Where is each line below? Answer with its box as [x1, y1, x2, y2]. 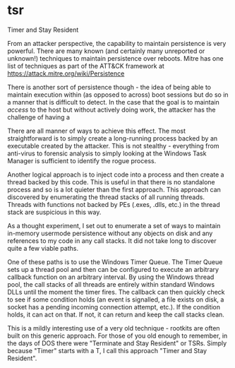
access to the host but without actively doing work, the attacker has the [7, 105, 216, 114]
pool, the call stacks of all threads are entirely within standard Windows [7, 280, 215, 288]
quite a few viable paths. [7, 244, 79, 252]
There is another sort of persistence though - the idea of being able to [7, 83, 212, 91]
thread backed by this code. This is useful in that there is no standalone [7, 177, 215, 186]
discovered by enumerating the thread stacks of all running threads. [7, 193, 205, 201]
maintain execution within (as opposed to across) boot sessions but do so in [7, 90, 229, 99]
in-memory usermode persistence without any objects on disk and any [7, 229, 213, 237]
